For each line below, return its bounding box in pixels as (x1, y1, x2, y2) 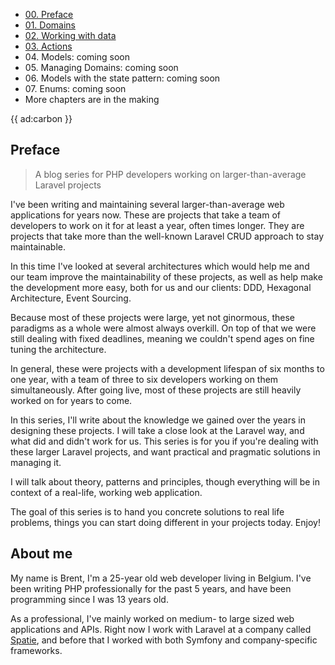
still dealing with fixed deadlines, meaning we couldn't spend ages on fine (10, 332, 315, 344)
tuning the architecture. (10, 343, 107, 355)
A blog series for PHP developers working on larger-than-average (34, 168, 307, 180)
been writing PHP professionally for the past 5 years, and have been (10, 582, 292, 594)
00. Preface (24, 9, 74, 20)
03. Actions (24, 40, 73, 52)
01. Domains (24, 19, 76, 31)
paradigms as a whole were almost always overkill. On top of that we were (10, 322, 317, 334)
